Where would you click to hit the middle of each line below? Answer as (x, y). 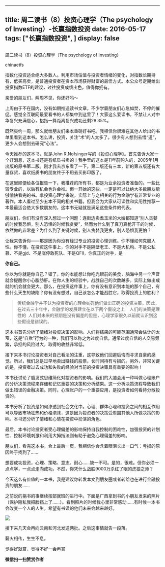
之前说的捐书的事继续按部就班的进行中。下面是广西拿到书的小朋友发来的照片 (82, 496)
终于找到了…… (24, 452)
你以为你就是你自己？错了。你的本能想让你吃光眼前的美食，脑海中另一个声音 (82, 274)
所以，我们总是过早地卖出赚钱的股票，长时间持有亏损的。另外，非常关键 (87, 361)
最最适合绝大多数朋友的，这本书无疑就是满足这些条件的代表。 (71, 207)
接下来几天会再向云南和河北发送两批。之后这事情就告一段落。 (68, 528)
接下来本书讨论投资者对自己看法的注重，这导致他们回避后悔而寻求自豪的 (78, 354)
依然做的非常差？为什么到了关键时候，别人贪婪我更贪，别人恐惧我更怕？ (78, 230)
